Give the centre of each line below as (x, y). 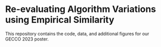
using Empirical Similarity (60, 20)
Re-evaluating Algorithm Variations (81, 9)
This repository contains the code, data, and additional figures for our (77, 33)
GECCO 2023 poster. (27, 39)
